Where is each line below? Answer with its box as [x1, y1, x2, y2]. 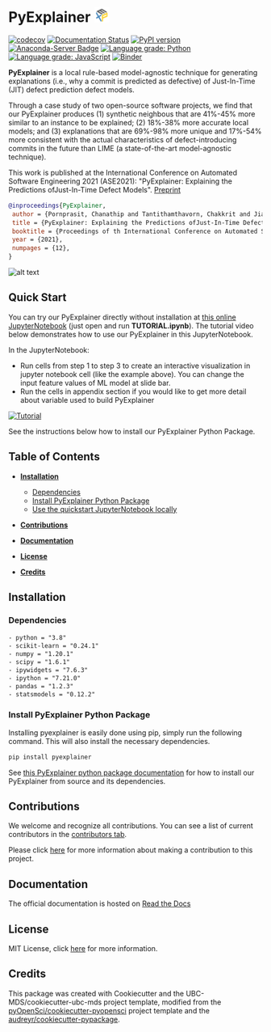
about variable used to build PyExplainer [19, 395, 155, 404]
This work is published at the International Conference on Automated [8, 167, 238, 177]
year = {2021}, [11, 235, 63, 244]
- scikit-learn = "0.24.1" [8, 642, 99, 650]
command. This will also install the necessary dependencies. [8, 736, 211, 746]
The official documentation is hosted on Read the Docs [8, 899, 191, 908]
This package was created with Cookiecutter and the [8, 988, 185, 998]
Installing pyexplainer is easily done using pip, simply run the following [8, 727, 243, 738]
